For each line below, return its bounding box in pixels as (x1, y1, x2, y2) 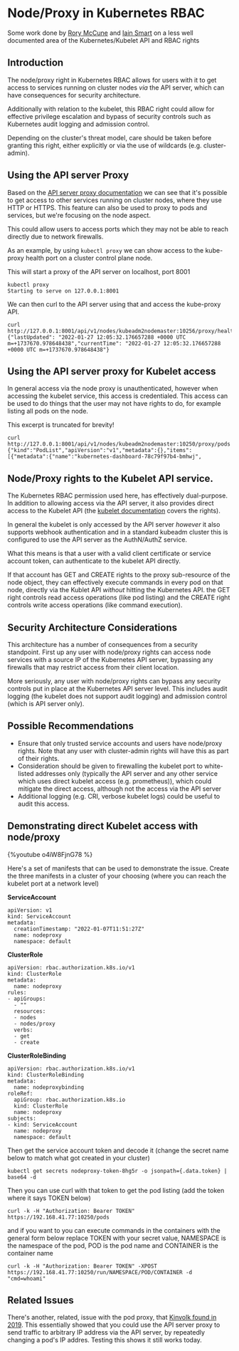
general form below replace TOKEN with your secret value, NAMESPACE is (7, 1234, 226, 1242)
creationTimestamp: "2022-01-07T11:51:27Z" (14, 925, 144, 932)
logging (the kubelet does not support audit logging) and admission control (7, 692, 228, 700)
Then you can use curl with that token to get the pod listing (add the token (7, 1186, 225, 1194)
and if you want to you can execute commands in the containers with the (7, 1226, 221, 1234)
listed (17, 769, 34, 777)
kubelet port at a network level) (7, 879, 100, 888)
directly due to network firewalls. (7, 232, 104, 241)
